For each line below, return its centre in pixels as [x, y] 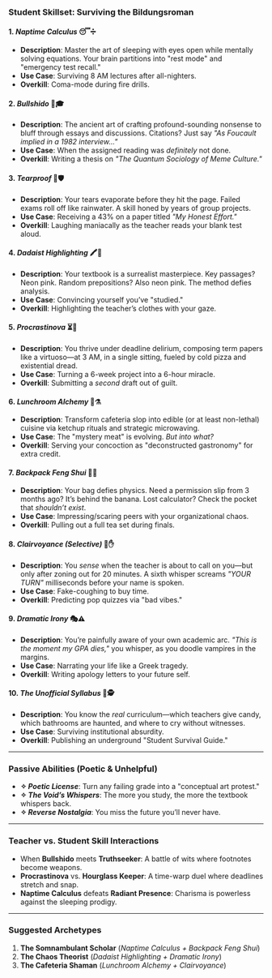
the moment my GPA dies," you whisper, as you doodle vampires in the [138, 648]
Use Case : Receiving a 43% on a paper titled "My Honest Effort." [128, 217]
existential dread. [49, 365]
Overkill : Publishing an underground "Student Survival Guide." [124, 740]
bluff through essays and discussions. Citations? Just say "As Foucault [138, 133]
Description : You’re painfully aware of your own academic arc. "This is [138, 640]
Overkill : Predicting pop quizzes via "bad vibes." [101, 599]
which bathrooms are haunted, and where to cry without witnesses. [132, 723]
